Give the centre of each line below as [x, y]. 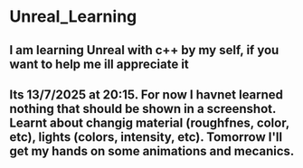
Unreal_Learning [73, 17]
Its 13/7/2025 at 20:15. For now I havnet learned [146, 94]
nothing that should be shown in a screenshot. [143, 109]
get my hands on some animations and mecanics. [152, 151]
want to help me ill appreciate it [99, 64]
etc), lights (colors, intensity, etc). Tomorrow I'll [146, 137]
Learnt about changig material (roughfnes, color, [149, 122]
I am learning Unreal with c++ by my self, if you [144, 50]
